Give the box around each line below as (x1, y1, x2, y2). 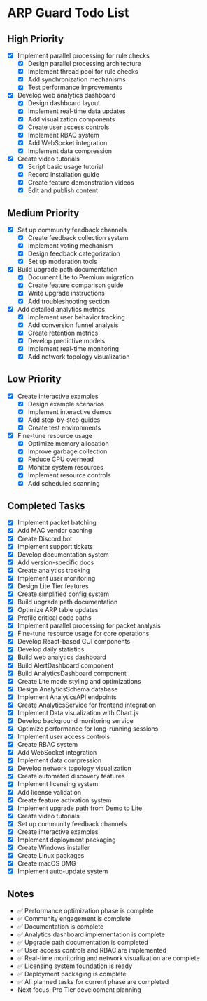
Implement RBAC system (27, 131, 99, 139)
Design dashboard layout (27, 99, 100, 107)
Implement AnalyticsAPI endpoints (17, 693, 117, 701)
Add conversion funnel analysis (27, 321, 119, 329)
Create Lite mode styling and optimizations (17, 677, 141, 685)
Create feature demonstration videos (27, 178, 134, 187)
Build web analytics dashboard (17, 653, 106, 661)
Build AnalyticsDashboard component (17, 669, 127, 677)
